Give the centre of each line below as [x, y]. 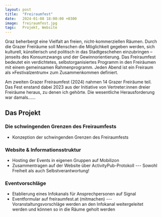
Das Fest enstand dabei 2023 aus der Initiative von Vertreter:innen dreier [78, 87]
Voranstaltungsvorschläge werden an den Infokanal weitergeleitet [78, 204]
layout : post [18, 9]
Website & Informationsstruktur [43, 150]
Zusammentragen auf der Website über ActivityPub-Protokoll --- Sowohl [85, 165]
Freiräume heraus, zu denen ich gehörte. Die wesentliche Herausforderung [80, 92]
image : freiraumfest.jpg [31, 23]
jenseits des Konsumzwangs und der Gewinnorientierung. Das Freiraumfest [81, 57]
